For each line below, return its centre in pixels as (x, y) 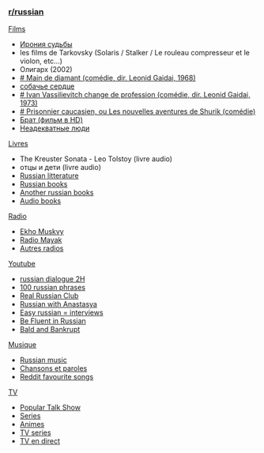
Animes (32, 425)
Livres (18, 144)
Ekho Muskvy (42, 232)
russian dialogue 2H (52, 279)
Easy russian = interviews (62, 313)
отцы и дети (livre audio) (60, 168)
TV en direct (40, 441)
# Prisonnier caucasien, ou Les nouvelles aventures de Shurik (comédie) (138, 111)
